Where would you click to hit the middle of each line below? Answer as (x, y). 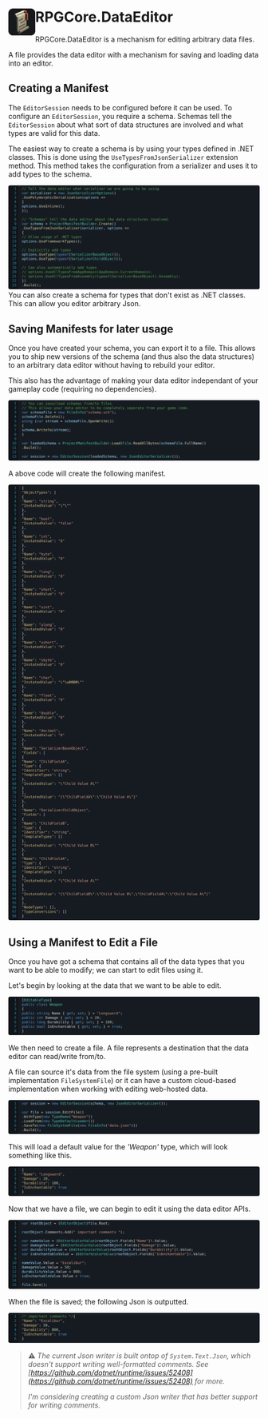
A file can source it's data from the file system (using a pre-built (113, 1072)
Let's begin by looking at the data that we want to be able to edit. (115, 986)
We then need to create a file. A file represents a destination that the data (128, 1048)
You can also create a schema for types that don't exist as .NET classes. (127, 295)
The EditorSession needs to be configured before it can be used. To (120, 107)
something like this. (40, 1156)
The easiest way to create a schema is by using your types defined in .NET (131, 149)
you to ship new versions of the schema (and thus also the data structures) (132, 356)
